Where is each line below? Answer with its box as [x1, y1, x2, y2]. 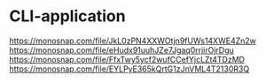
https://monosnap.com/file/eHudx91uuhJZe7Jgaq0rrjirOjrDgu [9, 44, 235, 55]
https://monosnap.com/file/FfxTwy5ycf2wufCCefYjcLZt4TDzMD [9, 54, 246, 64]
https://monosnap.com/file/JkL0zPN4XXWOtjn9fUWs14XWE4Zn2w [9, 35, 257, 46]
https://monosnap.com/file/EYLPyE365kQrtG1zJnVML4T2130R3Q [9, 64, 250, 74]
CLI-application [9, 6, 126, 26]
